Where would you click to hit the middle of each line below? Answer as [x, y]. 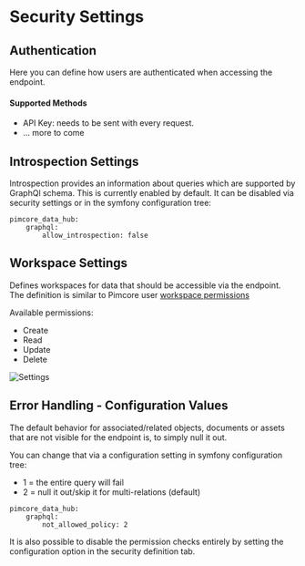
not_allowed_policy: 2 [85, 525]
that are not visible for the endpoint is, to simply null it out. [118, 437]
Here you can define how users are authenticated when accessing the [141, 72]
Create [35, 330]
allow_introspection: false [95, 236]
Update [36, 349]
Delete [35, 359]
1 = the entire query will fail [73, 482]
